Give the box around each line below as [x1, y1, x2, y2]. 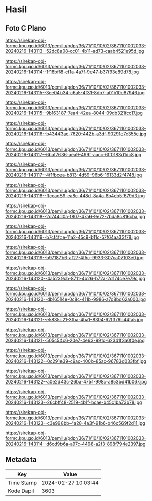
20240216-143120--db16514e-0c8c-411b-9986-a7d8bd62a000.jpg [5, 296, 146, 302]
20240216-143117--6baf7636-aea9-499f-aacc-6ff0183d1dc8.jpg [5, 152, 142, 157]
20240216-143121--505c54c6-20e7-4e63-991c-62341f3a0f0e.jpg [5, 337, 145, 343]
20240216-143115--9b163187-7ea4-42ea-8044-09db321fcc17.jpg [5, 110, 143, 116]
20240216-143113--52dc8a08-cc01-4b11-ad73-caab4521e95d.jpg [5, 48, 144, 54]
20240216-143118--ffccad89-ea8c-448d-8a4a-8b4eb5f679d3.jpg [5, 193, 145, 199]
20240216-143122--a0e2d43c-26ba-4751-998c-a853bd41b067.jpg [5, 379, 147, 385]
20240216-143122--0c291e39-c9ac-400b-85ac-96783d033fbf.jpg [5, 358, 146, 364]
